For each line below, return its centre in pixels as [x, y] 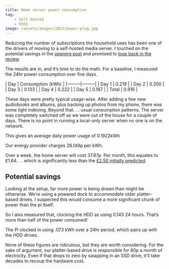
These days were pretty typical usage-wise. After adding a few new [76, 99]
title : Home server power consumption [46, 10]
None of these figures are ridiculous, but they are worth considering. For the [84, 245]
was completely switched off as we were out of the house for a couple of [81, 115]
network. [15, 126]
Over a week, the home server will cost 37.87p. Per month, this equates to [82, 155]
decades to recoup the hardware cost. [45, 261]
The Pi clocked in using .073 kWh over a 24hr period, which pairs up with [81, 230]
